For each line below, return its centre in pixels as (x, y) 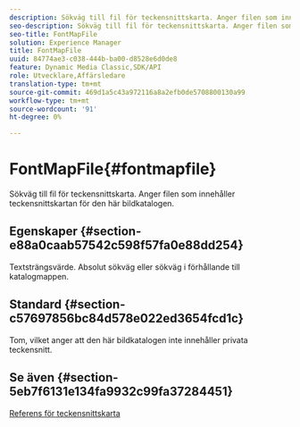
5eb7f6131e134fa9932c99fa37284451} (121, 392)
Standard (36, 305)
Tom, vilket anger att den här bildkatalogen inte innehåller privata (129, 339)
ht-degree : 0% (36, 117)
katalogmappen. (39, 276)
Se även (32, 377)
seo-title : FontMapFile (54, 34)
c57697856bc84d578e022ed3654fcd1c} (126, 318)
